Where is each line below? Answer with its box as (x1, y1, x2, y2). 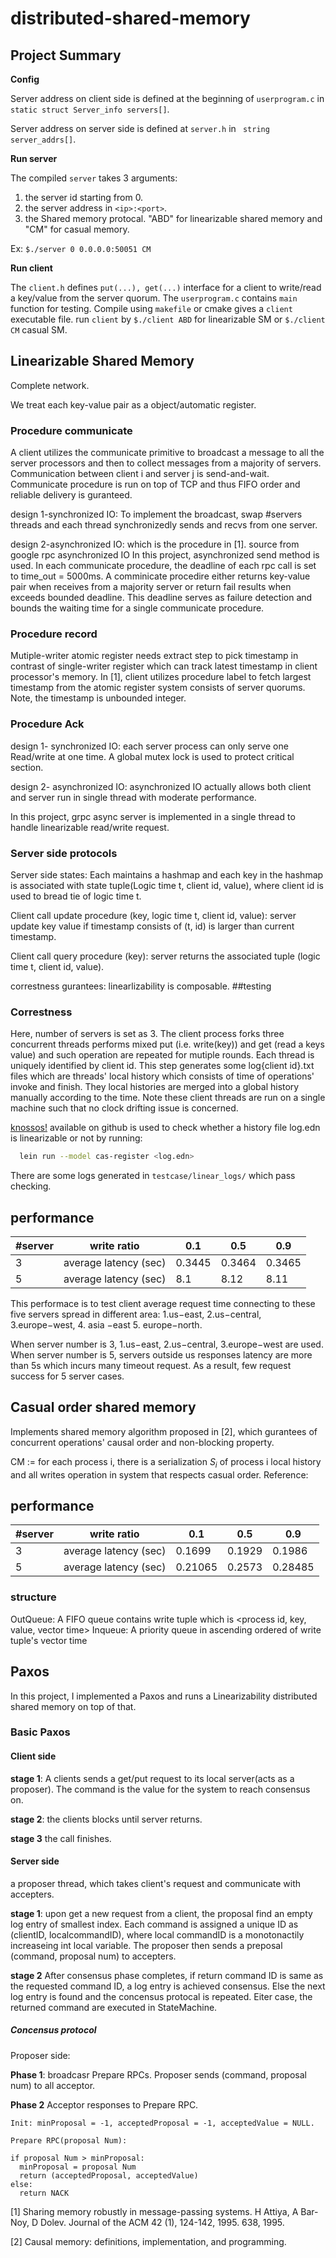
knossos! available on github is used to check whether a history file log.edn (10, 1122, 321, 1134)
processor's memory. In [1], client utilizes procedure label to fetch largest (10, 671, 312, 683)
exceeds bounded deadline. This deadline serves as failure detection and (10, 592, 313, 604)
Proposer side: (10, 2049, 71, 2061)
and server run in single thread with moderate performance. (10, 791, 257, 803)
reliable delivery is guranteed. (10, 489, 133, 501)
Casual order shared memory (10, 1399, 197, 1416)
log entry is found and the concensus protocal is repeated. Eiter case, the (10, 1990, 313, 2002)
